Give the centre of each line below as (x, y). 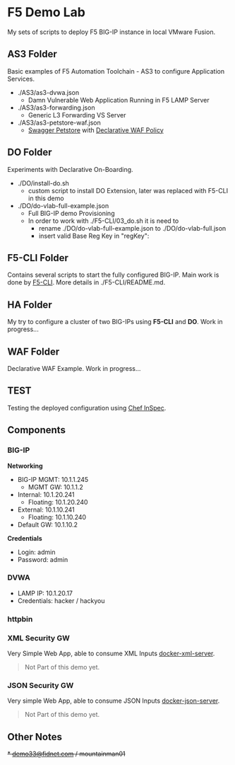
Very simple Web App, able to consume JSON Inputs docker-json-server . (114, 701)
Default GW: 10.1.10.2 (48, 524)
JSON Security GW (41, 685)
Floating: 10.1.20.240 (58, 502)
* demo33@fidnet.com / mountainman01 (66, 754)
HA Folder (30, 305)
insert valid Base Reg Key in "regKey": (94, 236)
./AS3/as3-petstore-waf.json (59, 122)
